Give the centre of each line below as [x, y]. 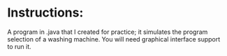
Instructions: [45, 13]
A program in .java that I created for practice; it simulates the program [108, 32]
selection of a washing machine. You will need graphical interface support [114, 39]
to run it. [19, 46]
